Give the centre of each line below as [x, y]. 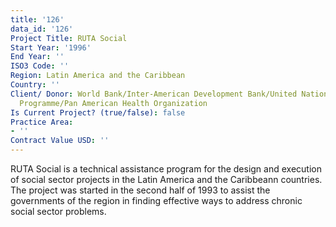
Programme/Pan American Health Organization [113, 103]
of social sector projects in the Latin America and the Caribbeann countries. [166, 179]
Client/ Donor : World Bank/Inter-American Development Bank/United [154, 94]
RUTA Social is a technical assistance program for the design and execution [166, 169]
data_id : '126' [42, 29]
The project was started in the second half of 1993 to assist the [140, 190]
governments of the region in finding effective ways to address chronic [156, 200]
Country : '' [35, 85]
